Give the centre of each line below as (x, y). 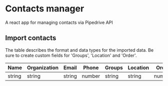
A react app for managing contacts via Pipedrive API (59, 22)
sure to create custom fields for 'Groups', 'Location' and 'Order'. (71, 55)
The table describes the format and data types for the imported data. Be (79, 50)
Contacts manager (45, 9)
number (91, 76)
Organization (43, 68)
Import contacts (31, 38)
